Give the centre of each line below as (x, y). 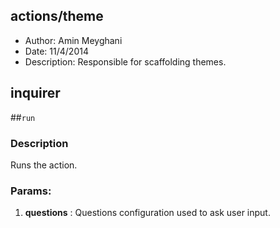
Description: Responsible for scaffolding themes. (125, 61)
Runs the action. (44, 165)
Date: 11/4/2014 (56, 51)
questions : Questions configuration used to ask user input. (147, 213)
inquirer (35, 93)
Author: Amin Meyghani (73, 40)
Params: (31, 191)
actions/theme (57, 16)
